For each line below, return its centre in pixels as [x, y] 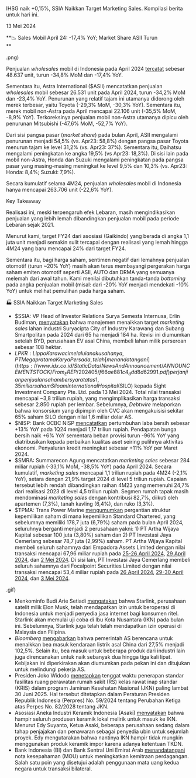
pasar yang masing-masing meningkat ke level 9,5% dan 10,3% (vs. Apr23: [97, 166]
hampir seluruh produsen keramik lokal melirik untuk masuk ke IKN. [96, 719]
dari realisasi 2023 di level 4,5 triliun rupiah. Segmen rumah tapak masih [102, 491]
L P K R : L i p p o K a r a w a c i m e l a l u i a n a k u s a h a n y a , [69, 353]
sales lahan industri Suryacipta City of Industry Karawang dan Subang [99, 329]
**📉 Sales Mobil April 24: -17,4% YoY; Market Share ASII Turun [82, 38]
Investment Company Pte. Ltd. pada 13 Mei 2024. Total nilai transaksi [98, 392]
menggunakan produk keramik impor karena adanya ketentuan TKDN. [99, 744]
